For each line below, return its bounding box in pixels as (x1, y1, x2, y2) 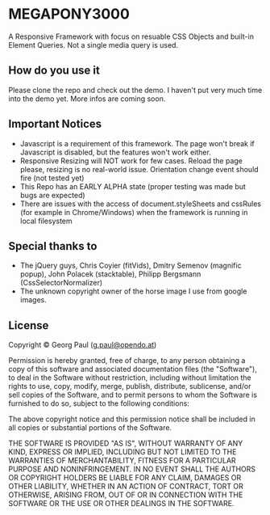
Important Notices (8, 117, 102, 131)
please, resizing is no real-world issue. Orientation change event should (19, 164, 260, 174)
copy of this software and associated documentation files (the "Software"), (8, 365, 258, 374)
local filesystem (19, 216, 73, 226)
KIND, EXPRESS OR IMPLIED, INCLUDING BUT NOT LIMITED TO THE (8, 447, 237, 457)
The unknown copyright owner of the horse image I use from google (19, 286, 247, 296)
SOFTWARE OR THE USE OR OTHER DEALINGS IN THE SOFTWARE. (8, 499, 235, 509)
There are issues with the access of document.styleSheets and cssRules (19, 199, 262, 209)
